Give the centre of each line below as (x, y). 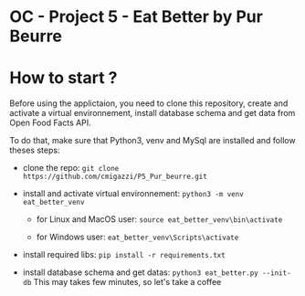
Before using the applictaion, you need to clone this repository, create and (149, 103)
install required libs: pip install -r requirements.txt (124, 255)
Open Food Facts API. (50, 123)
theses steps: (35, 150)
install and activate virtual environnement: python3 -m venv (133, 194)
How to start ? (63, 78)
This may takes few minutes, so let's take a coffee (127, 282)
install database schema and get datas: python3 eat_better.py (140, 272)
